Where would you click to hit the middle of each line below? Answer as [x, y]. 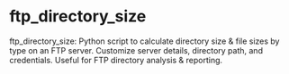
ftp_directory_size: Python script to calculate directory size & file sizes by [144, 41]
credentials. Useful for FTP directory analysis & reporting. [116, 60]
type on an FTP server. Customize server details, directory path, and [136, 50]
